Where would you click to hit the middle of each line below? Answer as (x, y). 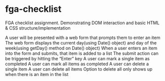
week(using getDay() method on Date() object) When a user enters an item (81, 48)
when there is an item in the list (37, 74)
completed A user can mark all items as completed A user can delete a (77, 64)
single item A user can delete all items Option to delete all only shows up (79, 69)
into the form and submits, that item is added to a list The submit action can (82, 53)
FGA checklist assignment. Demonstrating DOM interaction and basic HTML (82, 23)
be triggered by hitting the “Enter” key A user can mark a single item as (77, 58)
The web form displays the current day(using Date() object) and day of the (81, 42)
